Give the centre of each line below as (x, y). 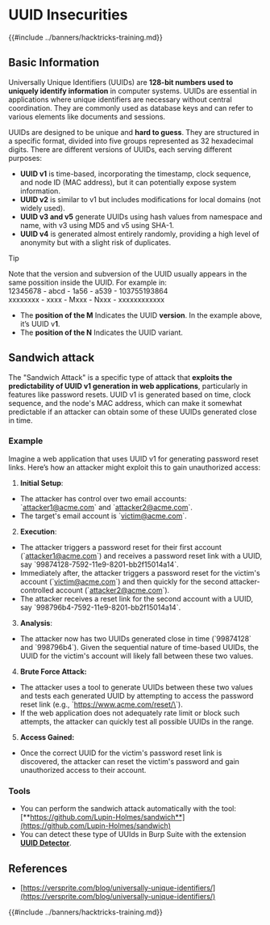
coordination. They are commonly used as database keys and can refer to (131, 108)
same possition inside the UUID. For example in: (88, 282)
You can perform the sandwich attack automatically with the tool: (128, 809)
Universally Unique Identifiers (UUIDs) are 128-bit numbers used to (121, 82)
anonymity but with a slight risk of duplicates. (96, 242)
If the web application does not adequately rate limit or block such (130, 712)
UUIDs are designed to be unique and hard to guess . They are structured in (134, 132)
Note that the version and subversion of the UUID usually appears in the (128, 273)
